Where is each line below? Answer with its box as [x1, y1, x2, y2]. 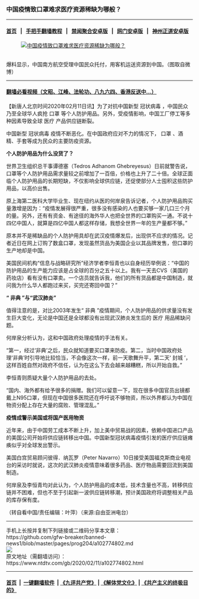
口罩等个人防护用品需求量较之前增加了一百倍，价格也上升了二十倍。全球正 [6, 170, 188, 177]
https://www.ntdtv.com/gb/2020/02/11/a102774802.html [6, 559, 144, 566]
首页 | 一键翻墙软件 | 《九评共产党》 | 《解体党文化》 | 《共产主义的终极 [6, 579, 184, 587]
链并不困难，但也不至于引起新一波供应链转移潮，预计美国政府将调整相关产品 [6, 488, 193, 495]
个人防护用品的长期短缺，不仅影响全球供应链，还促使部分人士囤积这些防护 [11, 177, 193, 184]
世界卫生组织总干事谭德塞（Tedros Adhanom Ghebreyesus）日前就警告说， [6, 162, 191, 169]
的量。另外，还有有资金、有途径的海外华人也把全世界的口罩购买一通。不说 [6, 212, 188, 219]
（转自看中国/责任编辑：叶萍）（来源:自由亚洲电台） [6, 508, 132, 516]
